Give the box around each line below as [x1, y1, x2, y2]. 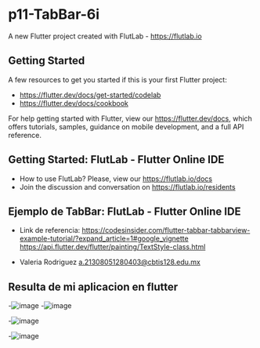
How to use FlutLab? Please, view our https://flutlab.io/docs [19, 174, 213, 183]
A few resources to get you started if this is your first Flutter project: [8, 74, 227, 84]
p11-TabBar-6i [8, 5, 100, 24]
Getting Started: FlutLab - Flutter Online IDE [8, 153, 225, 166]
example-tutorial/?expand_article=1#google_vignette [19, 234, 190, 244]
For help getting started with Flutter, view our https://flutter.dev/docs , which [8, 114, 253, 123]
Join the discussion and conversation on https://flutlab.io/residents [19, 182, 237, 191]
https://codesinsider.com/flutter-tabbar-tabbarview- [81, 226, 251, 235]
